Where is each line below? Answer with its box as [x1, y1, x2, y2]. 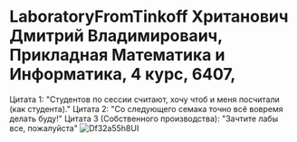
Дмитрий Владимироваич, [9, 25, 223, 46]
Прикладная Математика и [9, 45, 225, 65]
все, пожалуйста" [9, 122, 79, 133]
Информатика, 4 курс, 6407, [9, 64, 236, 85]
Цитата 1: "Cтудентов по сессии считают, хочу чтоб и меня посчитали [9, 93, 280, 105]
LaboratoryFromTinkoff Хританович [9, 6, 289, 27]
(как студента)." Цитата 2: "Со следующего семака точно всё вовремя [9, 103, 283, 114]
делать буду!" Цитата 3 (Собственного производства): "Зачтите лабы [9, 113, 279, 124]
